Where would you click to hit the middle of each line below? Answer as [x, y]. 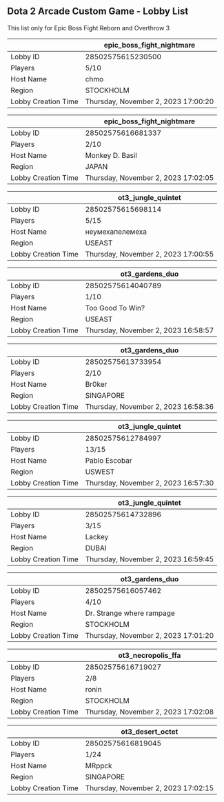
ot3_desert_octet [150, 732]
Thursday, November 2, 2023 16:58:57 [150, 330]
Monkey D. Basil [111, 155]
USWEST [100, 472]
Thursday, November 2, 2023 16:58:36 [150, 406]
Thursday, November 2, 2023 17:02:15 [150, 788]
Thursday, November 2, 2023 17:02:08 [150, 712]
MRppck [99, 765]
